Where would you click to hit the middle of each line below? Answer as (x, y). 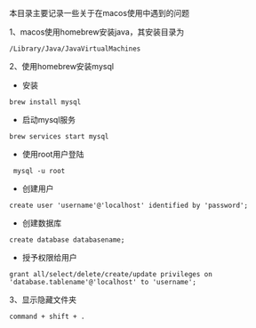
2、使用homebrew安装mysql (61, 66)
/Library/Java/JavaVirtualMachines (75, 49)
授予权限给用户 (49, 257)
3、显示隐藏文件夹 (43, 300)
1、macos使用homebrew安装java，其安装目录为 (97, 32)
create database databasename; (67, 240)
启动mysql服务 (49, 120)
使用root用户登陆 (53, 154)
